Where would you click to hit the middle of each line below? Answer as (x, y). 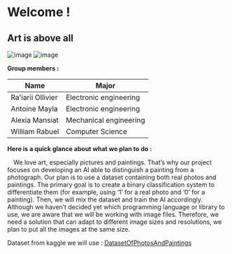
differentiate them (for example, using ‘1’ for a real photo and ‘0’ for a (106, 192)
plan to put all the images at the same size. (69, 229)
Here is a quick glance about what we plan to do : (80, 149)
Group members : (33, 68)
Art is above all (40, 38)
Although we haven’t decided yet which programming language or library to (116, 207)
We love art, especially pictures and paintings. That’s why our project (113, 162)
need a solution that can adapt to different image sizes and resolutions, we (115, 222)
